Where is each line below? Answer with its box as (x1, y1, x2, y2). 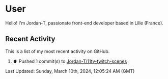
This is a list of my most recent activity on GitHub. (5, 48, 110, 54)
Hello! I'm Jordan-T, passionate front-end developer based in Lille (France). (5, 20, 164, 26)
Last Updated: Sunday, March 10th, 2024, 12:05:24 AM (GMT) (5, 68, 135, 74)
